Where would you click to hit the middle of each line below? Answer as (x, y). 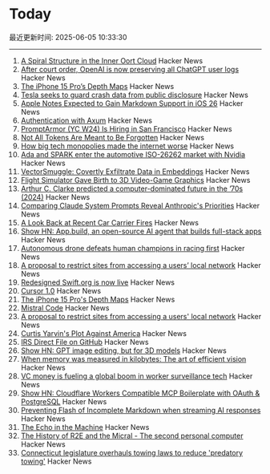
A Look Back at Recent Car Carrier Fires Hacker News (110, 222)
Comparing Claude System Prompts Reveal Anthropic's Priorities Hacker (140, 205)
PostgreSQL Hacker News (64, 401)
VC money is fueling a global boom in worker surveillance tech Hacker (137, 376)
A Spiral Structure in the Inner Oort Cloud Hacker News (112, 60)
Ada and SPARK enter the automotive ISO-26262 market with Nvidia (133, 154)
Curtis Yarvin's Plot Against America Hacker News (104, 333)
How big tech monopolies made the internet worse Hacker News (127, 146)
